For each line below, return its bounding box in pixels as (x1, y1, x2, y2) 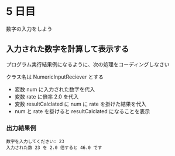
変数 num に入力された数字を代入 (14, 86, 95, 93)
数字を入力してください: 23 (6, 138, 64, 145)
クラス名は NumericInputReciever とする (6, 73, 104, 80)
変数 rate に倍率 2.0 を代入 (14, 93, 79, 100)
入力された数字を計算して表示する (6, 44, 129, 54)
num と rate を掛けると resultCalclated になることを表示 (14, 107, 150, 114)
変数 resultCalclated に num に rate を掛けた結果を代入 (14, 100, 146, 107)
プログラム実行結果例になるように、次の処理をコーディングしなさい (6, 60, 170, 67)
